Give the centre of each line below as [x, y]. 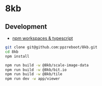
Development [26, 27]
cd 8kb [12, 52]
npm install [17, 56]
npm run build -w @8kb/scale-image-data [47, 65]
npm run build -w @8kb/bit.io [36, 70]
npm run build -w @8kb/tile [34, 74]
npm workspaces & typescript [42, 38]
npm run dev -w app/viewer [33, 79]
